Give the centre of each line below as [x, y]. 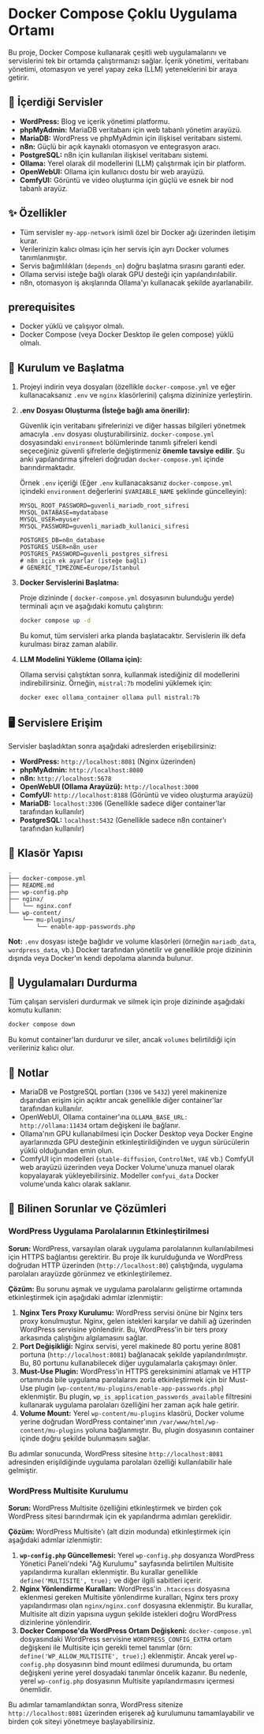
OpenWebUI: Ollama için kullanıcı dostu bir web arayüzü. [112, 171]
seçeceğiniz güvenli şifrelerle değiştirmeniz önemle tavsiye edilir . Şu [132, 451]
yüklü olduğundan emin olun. [67, 1151]
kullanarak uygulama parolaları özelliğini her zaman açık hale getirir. [129, 1404]
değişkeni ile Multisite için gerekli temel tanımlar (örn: [106, 1648]
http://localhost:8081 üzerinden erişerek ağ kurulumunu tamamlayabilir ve [131, 1713]
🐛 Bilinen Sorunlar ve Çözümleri [87, 1209]
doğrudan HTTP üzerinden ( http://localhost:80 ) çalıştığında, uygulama [126, 1265]
